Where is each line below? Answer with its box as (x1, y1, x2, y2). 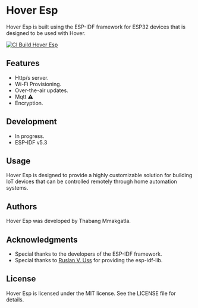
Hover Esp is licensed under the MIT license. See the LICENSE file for (6, 290, 177, 297)
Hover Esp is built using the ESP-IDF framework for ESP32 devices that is (6, 23, 186, 30)
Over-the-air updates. (14, 87, 68, 94)
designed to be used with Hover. (6, 29, 86, 36)
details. (6, 296, 24, 303)
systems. (6, 184, 29, 191)
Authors (6, 202, 37, 212)
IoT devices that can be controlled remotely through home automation (6, 178, 177, 185)
